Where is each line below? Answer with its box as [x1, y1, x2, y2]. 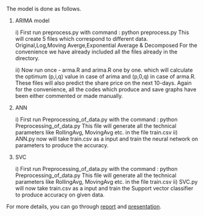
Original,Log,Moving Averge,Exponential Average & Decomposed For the [15, 42, 198, 49]
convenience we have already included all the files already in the [15, 48, 178, 55]
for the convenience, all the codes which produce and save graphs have [15, 86, 197, 93]
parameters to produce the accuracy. [15, 142, 109, 148]
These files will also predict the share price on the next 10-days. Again [15, 79, 192, 86]
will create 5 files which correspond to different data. [15, 35, 148, 42]
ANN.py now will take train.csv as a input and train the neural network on [15, 135, 199, 142]
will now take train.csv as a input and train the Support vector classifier [15, 185, 194, 192]
